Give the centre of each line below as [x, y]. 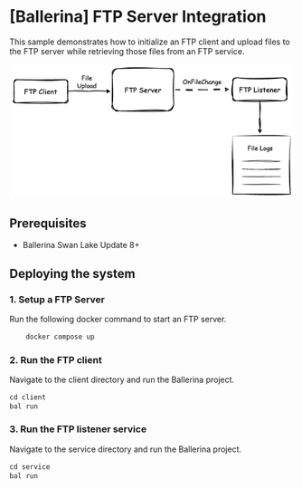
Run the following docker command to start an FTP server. [118, 320]
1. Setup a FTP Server [57, 299]
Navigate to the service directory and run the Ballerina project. [126, 449]
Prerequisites [48, 224]
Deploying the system [72, 273]
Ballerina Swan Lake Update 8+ [81, 245]
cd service [30, 467]
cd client [28, 397]
